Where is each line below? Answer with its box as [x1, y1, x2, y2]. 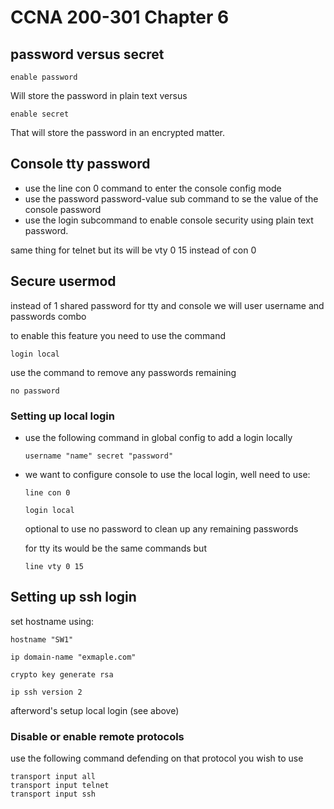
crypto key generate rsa [10, 669, 114, 680]
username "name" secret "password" [24, 451, 174, 461]
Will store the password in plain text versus [10, 90, 188, 101]
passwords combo [10, 310, 87, 322]
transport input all [10, 772, 97, 782]
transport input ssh [10, 789, 97, 800]
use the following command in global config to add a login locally [24, 431, 293, 443]
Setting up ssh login [10, 589, 137, 606]
